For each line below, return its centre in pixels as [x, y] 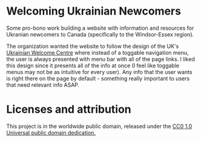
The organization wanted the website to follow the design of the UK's [93, 46]
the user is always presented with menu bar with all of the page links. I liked [100, 59]
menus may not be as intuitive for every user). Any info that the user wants [99, 72]
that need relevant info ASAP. [43, 85]
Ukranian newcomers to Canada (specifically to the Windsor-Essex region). [100, 34]
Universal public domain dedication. [51, 132]
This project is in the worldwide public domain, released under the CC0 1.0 [99, 126]
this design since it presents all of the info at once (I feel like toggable [93, 66]
